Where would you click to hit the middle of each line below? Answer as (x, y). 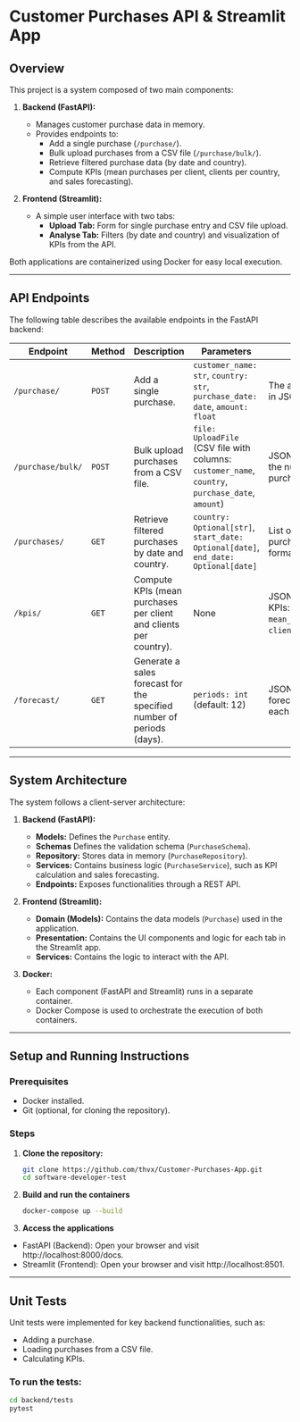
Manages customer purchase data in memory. (120, 124)
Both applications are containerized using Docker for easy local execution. (146, 262)
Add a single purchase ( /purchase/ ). (115, 143)
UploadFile (216, 438)
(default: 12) (220, 705)
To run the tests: (46, 1382)
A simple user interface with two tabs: (105, 216)
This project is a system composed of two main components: (121, 90)
